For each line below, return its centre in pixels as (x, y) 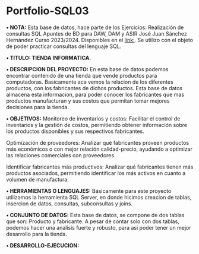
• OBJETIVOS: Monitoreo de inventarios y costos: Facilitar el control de (93, 118)
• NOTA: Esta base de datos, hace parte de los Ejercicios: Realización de (95, 27)
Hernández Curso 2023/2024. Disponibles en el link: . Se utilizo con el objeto (99, 40)
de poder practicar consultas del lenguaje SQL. (64, 46)
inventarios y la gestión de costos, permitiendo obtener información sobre (97, 125)
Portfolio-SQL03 (48, 11)
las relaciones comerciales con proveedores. (61, 155)
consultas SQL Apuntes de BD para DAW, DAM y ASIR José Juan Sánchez (97, 33)
